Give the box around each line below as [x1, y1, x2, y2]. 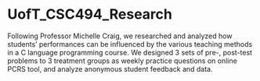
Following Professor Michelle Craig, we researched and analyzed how [7, 31, 233, 40]
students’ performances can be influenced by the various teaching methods [7, 39, 253, 48]
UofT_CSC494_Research [7, 5, 173, 23]
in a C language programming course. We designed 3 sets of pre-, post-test [7, 48, 252, 57]
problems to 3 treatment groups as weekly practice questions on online [7, 56, 238, 65]
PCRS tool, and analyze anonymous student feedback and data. [7, 64, 213, 73]
